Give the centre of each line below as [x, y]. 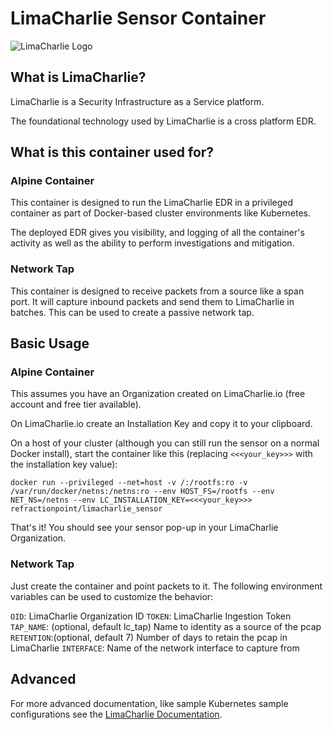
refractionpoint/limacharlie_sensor [86, 509]
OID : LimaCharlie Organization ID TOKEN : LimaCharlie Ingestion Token [151, 616]
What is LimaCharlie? [78, 77]
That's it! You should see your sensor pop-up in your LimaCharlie [144, 528]
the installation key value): [64, 464]
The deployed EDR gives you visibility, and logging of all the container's [157, 233]
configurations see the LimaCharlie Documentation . [116, 714]
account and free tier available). [76, 404]
